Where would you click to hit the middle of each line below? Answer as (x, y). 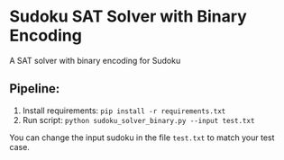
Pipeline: (35, 89)
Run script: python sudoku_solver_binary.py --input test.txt (138, 120)
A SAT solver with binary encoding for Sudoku (95, 60)
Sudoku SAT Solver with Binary (128, 17)
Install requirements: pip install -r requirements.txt (124, 111)
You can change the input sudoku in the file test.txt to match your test (142, 138)
